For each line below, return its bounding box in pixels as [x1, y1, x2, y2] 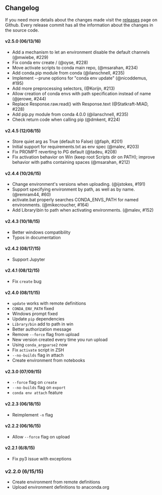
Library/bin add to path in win [12, 321, 74, 327]
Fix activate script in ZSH [12, 347, 64, 353]
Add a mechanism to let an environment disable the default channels [12, 49, 150, 55]
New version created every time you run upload [12, 337, 108, 343]
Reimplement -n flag [12, 412, 54, 417]
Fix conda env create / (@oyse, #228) [12, 59, 89, 65]
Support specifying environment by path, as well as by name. [12, 186, 135, 192]
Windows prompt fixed [12, 311, 58, 317]
